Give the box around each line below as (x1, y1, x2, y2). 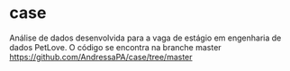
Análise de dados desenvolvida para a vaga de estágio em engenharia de (9, 32, 282, 43)
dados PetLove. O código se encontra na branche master (9, 41, 222, 52)
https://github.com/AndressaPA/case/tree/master (9, 51, 193, 62)
